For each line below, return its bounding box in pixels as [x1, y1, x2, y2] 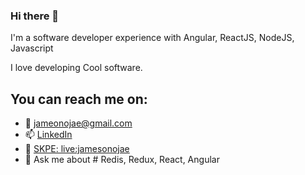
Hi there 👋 [10, 9, 60, 23]
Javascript [10, 42, 54, 54]
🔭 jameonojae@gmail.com [24, 117, 133, 129]
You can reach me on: [10, 90, 148, 108]
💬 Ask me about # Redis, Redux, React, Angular [24, 154, 220, 166]
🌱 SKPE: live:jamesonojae [24, 143, 130, 155]
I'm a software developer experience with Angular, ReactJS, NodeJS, [10, 32, 295, 44]
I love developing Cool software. [10, 62, 143, 74]
